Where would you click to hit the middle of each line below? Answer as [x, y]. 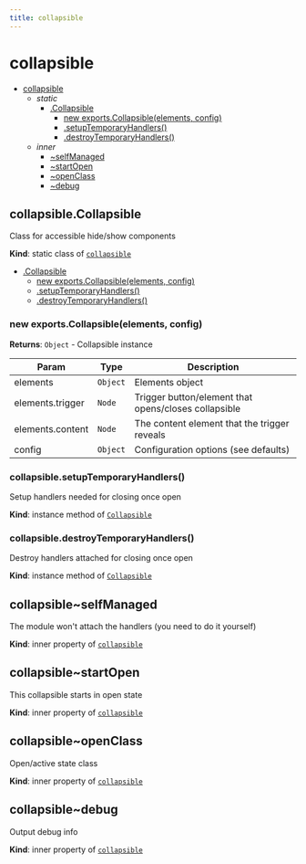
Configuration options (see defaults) [212, 449]
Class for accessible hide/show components [92, 236]
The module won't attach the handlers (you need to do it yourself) [133, 627]
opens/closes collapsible [188, 408]
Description [213, 366]
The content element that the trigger [212, 423]
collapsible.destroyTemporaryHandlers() [102, 538]
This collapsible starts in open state [76, 694]
